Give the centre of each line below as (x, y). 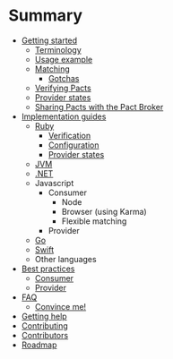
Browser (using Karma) (104, 211)
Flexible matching (94, 221)
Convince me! (61, 306)
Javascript (54, 183)
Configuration (74, 145)
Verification (69, 135)
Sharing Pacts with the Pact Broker (99, 107)
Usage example (64, 59)
